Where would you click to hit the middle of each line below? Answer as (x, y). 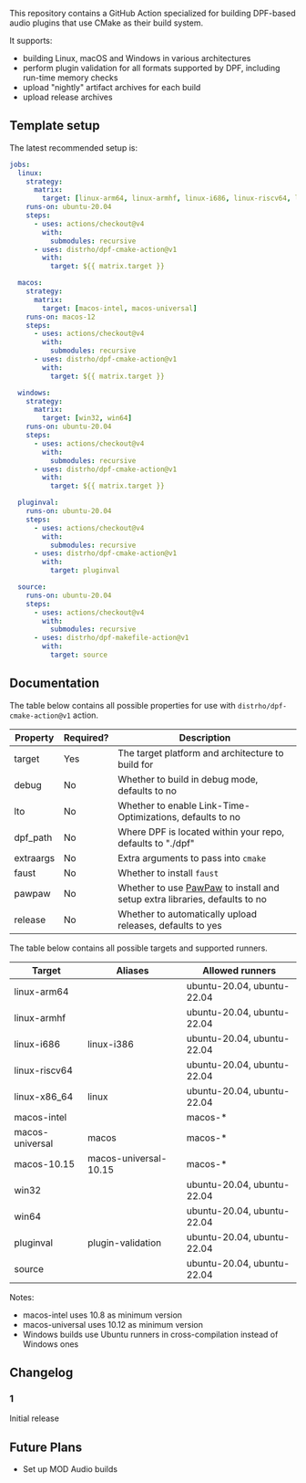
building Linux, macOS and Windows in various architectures (137, 58)
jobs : (20, 164)
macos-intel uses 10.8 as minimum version (102, 1315)
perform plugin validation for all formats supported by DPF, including (151, 68)
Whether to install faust (168, 873)
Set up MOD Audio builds (70, 1469)
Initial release (34, 1418)
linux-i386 (111, 1044)
